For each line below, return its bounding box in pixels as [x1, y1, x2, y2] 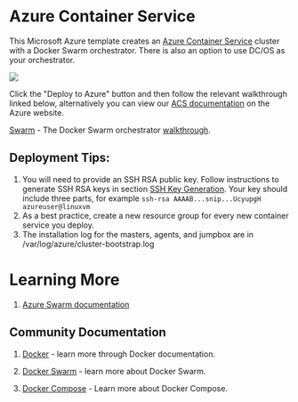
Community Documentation [9, 325, 166, 340]
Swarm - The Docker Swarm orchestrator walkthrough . [9, 125, 211, 135]
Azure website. [9, 107, 65, 117]
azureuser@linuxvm [21, 202, 91, 211]
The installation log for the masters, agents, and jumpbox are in [21, 229, 254, 239]
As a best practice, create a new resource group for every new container [21, 210, 289, 221]
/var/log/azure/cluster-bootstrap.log [21, 238, 155, 249]
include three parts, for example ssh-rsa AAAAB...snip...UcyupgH [21, 193, 262, 204]
